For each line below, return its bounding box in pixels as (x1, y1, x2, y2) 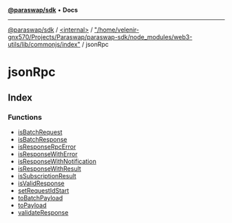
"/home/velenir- (94, 25, 140, 34)
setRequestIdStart (17, 186, 70, 195)
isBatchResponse (17, 135, 67, 143)
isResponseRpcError (17, 142, 76, 151)
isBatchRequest (17, 127, 63, 136)
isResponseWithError (17, 149, 78, 158)
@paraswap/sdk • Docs (8, 6, 78, 14)
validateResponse (17, 208, 69, 216)
